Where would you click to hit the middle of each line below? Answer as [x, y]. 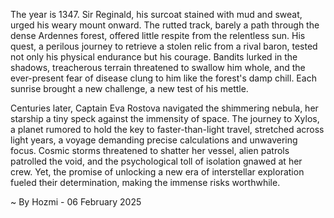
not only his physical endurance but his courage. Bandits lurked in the [154, 57]
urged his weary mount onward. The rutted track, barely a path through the [165, 25]
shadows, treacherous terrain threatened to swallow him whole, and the [158, 67]
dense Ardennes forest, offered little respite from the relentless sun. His [158, 35]
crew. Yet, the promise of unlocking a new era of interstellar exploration [157, 172]
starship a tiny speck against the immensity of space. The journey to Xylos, [165, 118]
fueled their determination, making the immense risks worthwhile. [145, 182]
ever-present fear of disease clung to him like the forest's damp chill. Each [163, 78]
